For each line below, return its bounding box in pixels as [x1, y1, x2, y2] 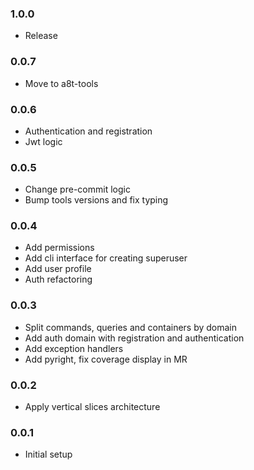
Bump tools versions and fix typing [24, 194, 169, 206]
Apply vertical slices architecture [24, 401, 161, 413]
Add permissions [24, 242, 95, 254]
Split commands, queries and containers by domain [24, 321, 238, 333]
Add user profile [24, 263, 92, 275]
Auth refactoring [24, 273, 93, 286]
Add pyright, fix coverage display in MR [24, 353, 188, 365]
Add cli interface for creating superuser [24, 252, 188, 264]
